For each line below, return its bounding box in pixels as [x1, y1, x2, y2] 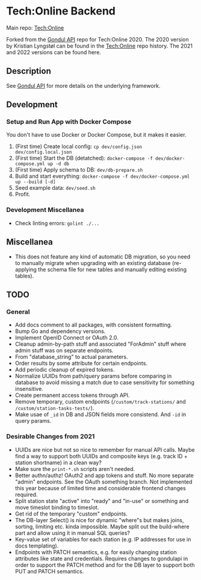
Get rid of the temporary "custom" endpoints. [14, 510, 128, 517]
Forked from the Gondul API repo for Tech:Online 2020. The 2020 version [6, 36, 189, 43]
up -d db [47, 161, 69, 167]
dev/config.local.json [14, 149, 72, 155]
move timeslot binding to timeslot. [14, 504, 99, 511]
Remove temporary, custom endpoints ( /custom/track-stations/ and [14, 398, 187, 405]
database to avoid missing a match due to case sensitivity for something [14, 379, 194, 386]
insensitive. [14, 385, 43, 393]
